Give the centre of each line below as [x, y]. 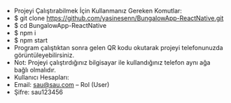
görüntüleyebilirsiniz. [44, 55]
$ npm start [30, 40]
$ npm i [25, 33]
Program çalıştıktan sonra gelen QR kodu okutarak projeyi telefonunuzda [118, 48]
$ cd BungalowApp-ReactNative [60, 25]
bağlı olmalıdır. [35, 70]
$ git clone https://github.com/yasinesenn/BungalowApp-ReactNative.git [119, 18]
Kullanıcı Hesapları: [42, 77]
